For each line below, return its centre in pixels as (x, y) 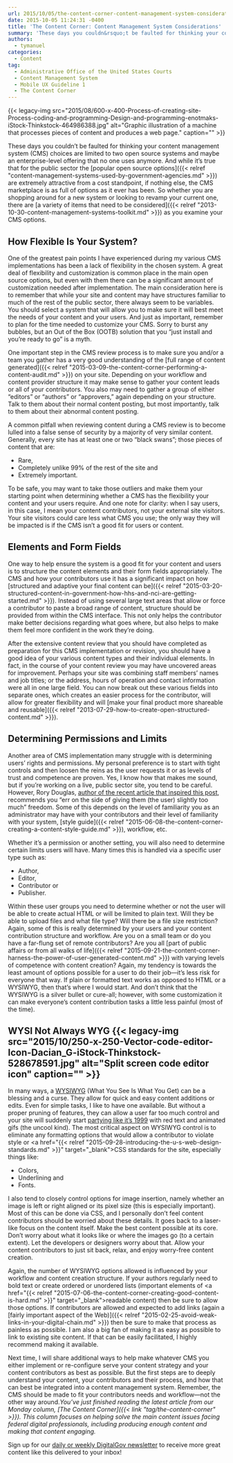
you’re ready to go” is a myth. (50, 339)
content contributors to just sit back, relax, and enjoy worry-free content (111, 1250)
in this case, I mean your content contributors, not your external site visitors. (116, 511)
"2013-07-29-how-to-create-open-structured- (143, 709)
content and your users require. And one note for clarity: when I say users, (114, 503)
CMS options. (27, 220)
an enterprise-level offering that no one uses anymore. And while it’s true (112, 161)
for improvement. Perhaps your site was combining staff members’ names (113, 673)
